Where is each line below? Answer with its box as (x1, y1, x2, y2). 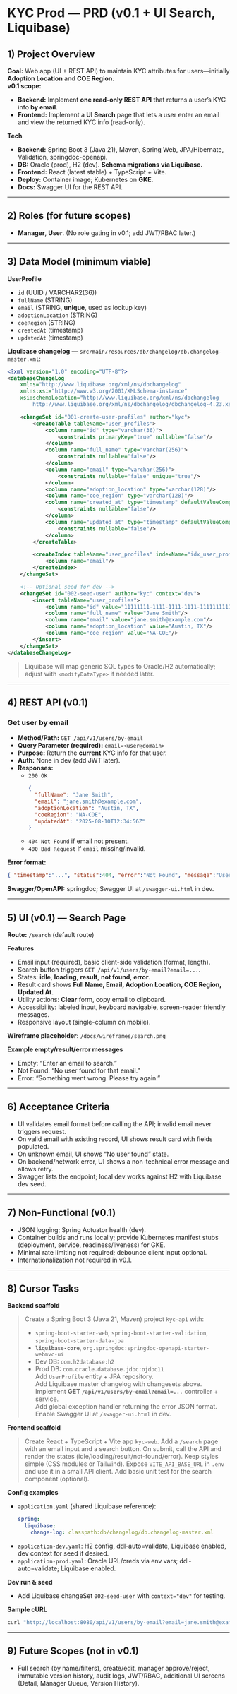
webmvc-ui (35, 1351, 65, 1359)
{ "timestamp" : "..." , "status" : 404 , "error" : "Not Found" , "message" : (7, 872, 217, 879)
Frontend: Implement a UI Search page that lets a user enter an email (17, 111, 220, 119)
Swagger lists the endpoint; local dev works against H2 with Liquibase (17, 1172, 222, 1181)
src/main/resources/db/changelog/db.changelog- (79, 348, 222, 355)
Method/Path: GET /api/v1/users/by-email (17, 734, 143, 742)
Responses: (17, 764, 54, 773)
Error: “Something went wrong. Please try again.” (17, 1074, 161, 1082)
